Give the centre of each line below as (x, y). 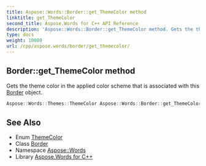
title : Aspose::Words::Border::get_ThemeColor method (77, 12)
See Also (24, 122)
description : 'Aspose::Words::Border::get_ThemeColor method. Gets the (100, 29)
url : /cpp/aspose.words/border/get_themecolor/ (68, 47)
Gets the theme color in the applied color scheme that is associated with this (103, 86)
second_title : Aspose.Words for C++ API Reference (72, 23)
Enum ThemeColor (39, 137)
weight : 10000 (25, 40)
